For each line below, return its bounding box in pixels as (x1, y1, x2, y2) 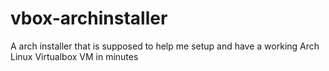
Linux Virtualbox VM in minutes (10, 50, 139, 62)
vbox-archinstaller (10, 7, 168, 30)
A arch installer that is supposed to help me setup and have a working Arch (10, 40, 320, 52)
